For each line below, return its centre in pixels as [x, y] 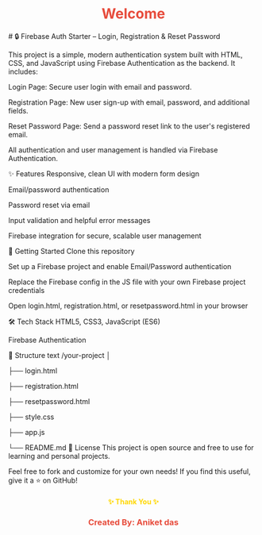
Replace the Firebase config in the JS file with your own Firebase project [127, 282]
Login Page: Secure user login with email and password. [100, 87]
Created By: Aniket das [133, 522]
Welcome [133, 14]
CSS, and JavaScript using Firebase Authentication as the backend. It [122, 63]
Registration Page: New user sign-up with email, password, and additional [129, 102]
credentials [27, 290]
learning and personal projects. [59, 456]
